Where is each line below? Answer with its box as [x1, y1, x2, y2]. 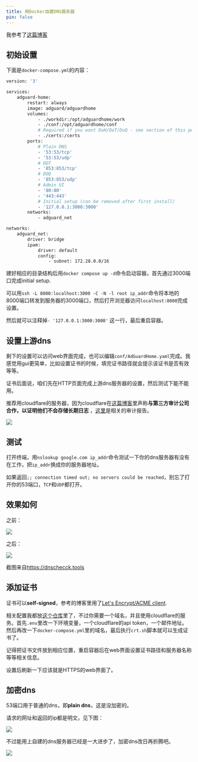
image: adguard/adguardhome [27, 105, 96, 111]
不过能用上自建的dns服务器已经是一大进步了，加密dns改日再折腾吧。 [6, 738, 174, 745]
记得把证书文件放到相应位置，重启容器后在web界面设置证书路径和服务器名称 [6, 646, 192, 654]
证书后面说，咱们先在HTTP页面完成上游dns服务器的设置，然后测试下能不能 [6, 380, 189, 387]
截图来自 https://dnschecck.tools [6, 564, 84, 571]
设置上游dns [6, 336, 52, 346]
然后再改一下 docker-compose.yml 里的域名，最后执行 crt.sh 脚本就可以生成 [6, 627, 183, 634]
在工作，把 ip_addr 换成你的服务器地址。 [6, 460, 103, 468]
